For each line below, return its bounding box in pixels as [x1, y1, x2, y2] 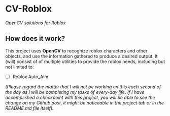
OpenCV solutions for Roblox [5, 20, 66, 26]
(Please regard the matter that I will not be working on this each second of [5, 84, 161, 90]
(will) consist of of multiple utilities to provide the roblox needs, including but [5, 59, 165, 65]
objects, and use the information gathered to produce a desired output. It [5, 53, 158, 59]
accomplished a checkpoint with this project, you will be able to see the [5, 94, 156, 100]
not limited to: [5, 64, 34, 70]
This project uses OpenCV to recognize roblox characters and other [5, 47, 148, 53]
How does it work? [5, 34, 65, 43]
